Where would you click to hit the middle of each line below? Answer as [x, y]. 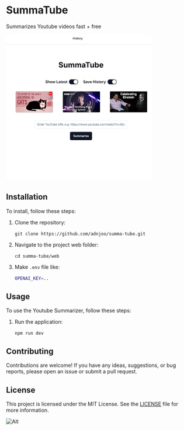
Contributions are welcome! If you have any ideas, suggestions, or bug [91, 365]
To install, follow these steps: [41, 211]
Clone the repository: [40, 222]
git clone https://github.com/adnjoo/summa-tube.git [80, 234]
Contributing [30, 351]
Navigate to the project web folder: [56, 245]
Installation [27, 197]
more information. [27, 410]
